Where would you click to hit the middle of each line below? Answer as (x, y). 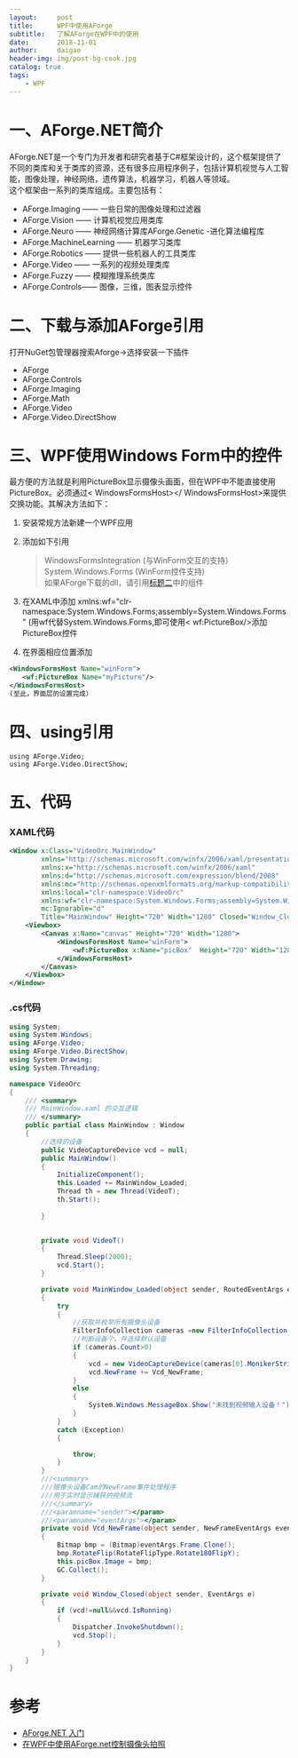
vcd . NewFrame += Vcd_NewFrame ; (146, 1372)
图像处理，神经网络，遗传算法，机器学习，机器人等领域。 (129, 179)
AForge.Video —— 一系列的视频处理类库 (96, 264)
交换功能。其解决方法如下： (60, 504)
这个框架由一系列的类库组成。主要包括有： (87, 190)
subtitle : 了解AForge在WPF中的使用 (74, 34)
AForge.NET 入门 (53, 1733)
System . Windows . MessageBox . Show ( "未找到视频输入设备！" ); (191, 1405)
